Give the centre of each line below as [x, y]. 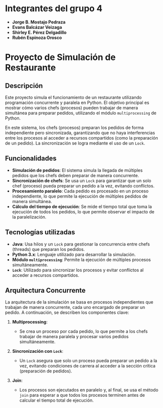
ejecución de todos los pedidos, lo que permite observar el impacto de [83, 212]
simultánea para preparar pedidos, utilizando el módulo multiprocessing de [81, 113]
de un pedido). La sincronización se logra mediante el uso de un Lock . [75, 143]
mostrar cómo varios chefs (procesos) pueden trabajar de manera [71, 107]
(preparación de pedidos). [46, 371]
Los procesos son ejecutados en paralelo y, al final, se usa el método [89, 390]
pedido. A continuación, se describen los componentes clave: [67, 312]
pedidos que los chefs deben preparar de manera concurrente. [75, 175]
